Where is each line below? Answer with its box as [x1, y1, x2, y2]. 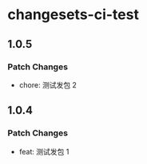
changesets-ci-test [7, 6, 139, 24]
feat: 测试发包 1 [18, 146, 70, 156]
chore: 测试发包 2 [18, 80, 77, 89]
